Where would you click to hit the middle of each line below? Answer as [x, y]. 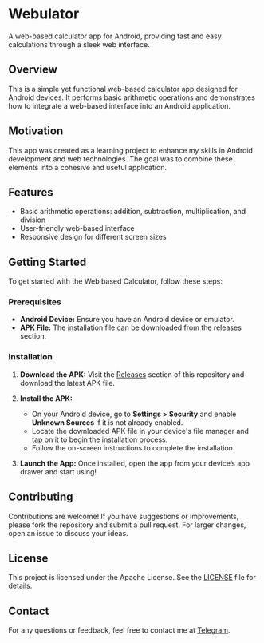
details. [20, 586]
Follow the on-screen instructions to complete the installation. [133, 447]
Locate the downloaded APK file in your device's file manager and [140, 431]
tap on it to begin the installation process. [100, 439]
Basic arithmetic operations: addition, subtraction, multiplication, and [132, 212]
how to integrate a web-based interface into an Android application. [120, 105]
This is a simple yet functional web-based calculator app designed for [123, 89]
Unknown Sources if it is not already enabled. [107, 422]
